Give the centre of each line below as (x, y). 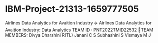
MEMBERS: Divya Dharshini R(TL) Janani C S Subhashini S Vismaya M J (78, 35)
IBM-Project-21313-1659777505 (72, 9)
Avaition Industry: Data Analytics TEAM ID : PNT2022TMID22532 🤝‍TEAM (79, 30)
